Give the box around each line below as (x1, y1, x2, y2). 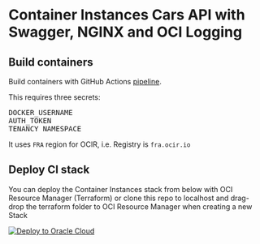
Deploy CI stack (8, 163, 90, 177)
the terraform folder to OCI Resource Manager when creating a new (25, 201, 253, 212)
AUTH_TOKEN (8, 116, 52, 125)
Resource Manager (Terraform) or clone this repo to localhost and (8, 193, 229, 203)
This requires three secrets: (8, 92, 101, 102)
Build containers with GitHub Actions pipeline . (8, 77, 162, 86)
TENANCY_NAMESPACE (8, 124, 82, 133)
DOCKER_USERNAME (8, 108, 73, 117)
